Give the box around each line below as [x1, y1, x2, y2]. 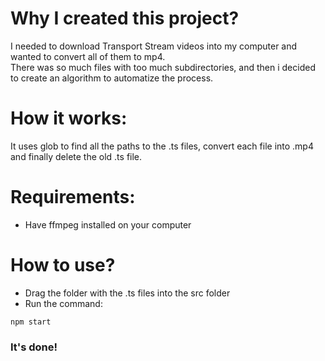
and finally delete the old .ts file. [10, 150, 143, 162]
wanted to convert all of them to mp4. [10, 50, 166, 62]
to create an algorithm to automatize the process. [10, 72, 214, 84]
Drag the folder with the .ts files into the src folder [24, 287, 231, 299]
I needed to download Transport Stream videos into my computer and [10, 40, 298, 52]
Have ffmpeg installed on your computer [24, 218, 192, 231]
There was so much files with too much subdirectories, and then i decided [10, 61, 316, 73]
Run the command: [24, 297, 103, 309]
